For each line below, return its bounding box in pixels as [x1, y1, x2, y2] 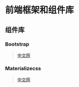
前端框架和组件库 [5, 4, 75, 16]
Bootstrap [5, 40, 29, 47]
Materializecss [5, 65, 41, 72]
